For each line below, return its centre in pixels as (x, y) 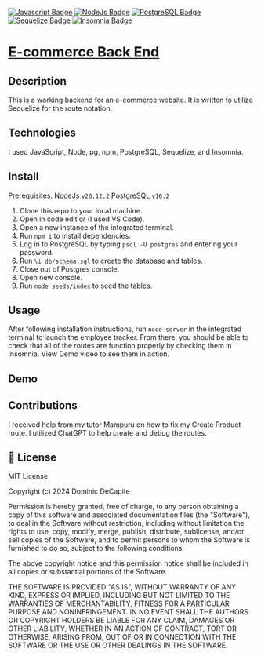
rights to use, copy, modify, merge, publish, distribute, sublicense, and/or (126, 532)
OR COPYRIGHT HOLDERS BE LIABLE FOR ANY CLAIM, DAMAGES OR (121, 621)
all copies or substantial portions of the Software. (87, 572)
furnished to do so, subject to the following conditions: (96, 548)
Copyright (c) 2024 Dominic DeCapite (69, 491)
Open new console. (51, 277)
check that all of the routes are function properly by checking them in (120, 346)
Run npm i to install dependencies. (75, 235)
